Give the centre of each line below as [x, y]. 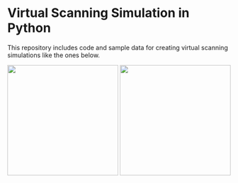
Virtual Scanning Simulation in [98, 13]
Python [29, 28]
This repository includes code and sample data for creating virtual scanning [118, 47]
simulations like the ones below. [54, 55]
